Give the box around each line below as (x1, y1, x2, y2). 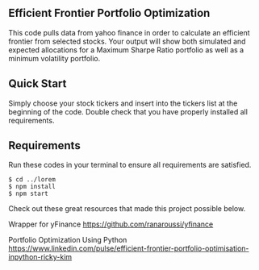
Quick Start (8, 77, 67, 91)
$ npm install (8, 183, 56, 191)
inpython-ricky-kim (8, 252, 73, 262)
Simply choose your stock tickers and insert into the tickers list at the (8, 98, 238, 108)
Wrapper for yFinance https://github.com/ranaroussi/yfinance (8, 219, 214, 229)
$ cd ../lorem (8, 176, 56, 184)
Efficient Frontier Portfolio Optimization (8, 6, 211, 20)
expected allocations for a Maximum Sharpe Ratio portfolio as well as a (8, 44, 244, 55)
